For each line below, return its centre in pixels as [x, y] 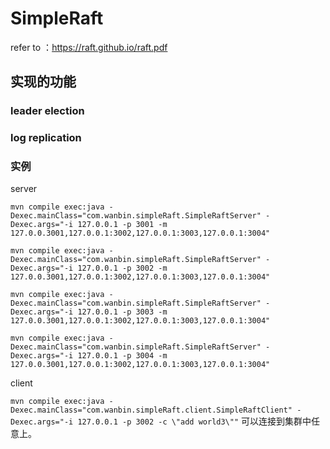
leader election [47, 111]
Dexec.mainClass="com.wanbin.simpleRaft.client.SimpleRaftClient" [151, 410]
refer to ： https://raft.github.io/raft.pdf [89, 47]
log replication [46, 138]
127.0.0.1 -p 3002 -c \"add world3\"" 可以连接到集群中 [194, 421]
